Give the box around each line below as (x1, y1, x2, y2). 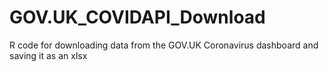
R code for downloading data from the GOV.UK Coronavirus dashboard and (9, 39, 319, 51)
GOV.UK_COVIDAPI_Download (9, 6, 266, 29)
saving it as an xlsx (9, 49, 88, 61)
